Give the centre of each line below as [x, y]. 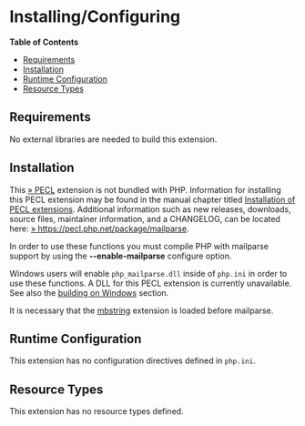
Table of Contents [44, 42]
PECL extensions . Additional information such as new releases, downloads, [150, 209]
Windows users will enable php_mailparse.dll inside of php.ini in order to [148, 273]
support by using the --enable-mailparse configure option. [121, 256]
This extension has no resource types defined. [97, 411]
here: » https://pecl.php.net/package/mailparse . [99, 228]
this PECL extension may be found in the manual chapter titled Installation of [152, 199]
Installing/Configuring [95, 17]
